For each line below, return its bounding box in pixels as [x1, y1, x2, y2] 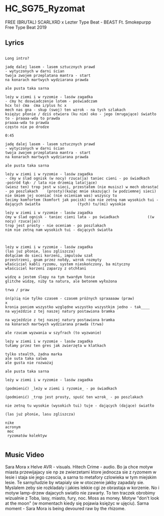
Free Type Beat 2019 [5, 24, 47, 30]
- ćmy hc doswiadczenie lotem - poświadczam [5, 98, 97, 103]
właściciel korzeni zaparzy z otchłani [5, 266, 87, 271]
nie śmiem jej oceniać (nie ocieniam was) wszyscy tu [5, 193, 117, 198]
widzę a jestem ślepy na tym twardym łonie [5, 274, 95, 279]
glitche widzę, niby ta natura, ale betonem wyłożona [5, 279, 117, 284]
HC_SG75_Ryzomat [5, 3, 85, 14]
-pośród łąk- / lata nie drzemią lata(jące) [5, 180, 97, 185]
